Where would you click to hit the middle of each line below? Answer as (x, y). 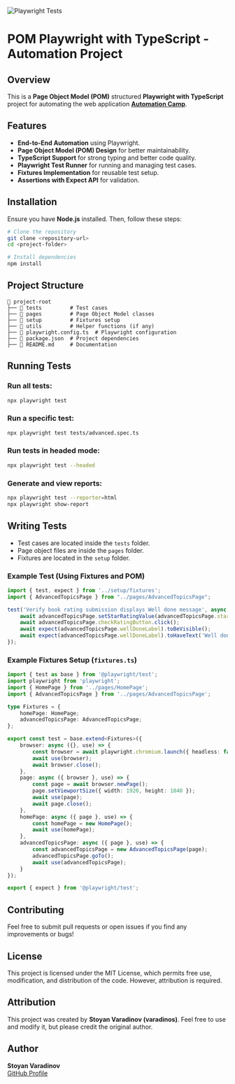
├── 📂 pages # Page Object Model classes (81, 314)
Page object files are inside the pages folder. (81, 550)
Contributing (36, 910)
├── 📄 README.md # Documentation (62, 344)
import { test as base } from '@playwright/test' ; (83, 675)
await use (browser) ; (62, 758)
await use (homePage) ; (64, 830)
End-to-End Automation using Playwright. (79, 143)
